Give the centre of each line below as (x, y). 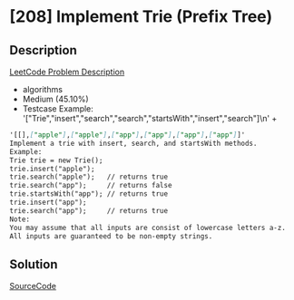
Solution (34, 264)
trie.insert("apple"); (52, 169)
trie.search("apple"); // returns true (89, 177)
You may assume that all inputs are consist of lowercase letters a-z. (147, 227)
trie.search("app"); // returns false (91, 186)
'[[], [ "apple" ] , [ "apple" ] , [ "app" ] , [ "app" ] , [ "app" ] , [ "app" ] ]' (127, 135)
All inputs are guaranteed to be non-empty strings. (111, 236)
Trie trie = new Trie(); (56, 160)
